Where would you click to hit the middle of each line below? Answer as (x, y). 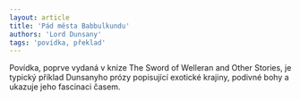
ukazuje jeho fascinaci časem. (65, 87)
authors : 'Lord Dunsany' (56, 34)
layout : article (39, 17)
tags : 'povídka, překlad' (57, 42)
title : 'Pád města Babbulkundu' (69, 26)
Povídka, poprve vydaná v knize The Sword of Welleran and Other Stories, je (150, 68)
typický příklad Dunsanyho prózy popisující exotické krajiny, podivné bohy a (149, 78)
